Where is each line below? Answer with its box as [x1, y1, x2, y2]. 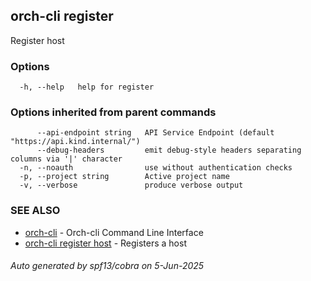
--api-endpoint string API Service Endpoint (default [36, 128, 275, 138]
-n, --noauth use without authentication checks [19, 163, 293, 173]
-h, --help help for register [19, 82, 155, 93]
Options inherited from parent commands [10, 105, 217, 119]
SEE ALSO [10, 204, 61, 218]
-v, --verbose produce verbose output [19, 180, 244, 191]
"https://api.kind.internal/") [10, 137, 141, 147]
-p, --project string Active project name [19, 172, 230, 182]
